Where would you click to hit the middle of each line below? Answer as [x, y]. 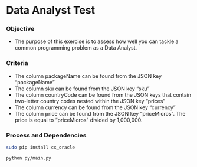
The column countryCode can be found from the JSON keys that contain [103, 94]
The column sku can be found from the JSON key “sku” [82, 89]
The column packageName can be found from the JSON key [88, 76]
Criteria [17, 63]
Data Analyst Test [51, 10]
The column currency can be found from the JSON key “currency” [95, 107]
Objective [20, 29]
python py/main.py [29, 158]
